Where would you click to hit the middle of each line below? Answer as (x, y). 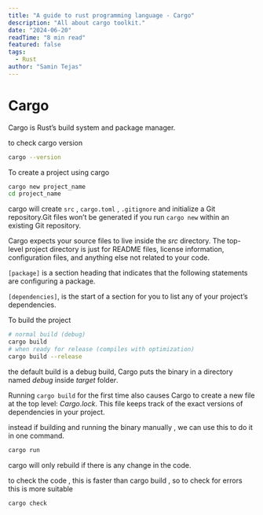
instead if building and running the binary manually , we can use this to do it (130, 427)
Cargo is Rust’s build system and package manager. (92, 128)
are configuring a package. (52, 281)
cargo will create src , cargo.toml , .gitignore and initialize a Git (112, 209)
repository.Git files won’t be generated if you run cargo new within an (119, 217)
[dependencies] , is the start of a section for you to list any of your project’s (128, 297)
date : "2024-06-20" (40, 30)
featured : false (35, 45)
